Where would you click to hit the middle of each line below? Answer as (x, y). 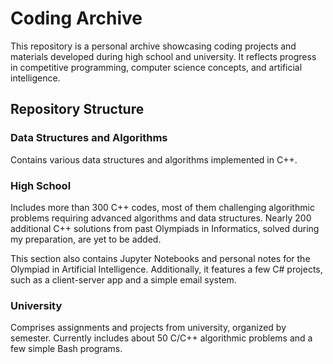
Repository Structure (77, 109)
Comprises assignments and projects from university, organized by (148, 328)
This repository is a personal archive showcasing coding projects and (153, 46)
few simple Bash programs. (66, 349)
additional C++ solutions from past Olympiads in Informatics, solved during (165, 228)
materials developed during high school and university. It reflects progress (163, 56)
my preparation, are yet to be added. (86, 239)
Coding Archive (76, 18)
